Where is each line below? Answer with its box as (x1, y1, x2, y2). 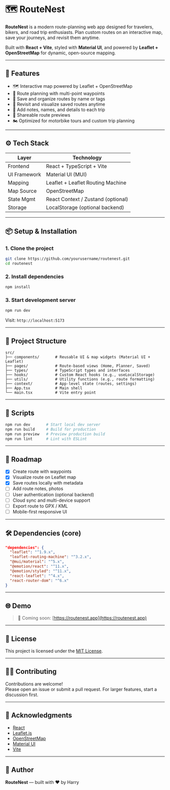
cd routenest (5, 261, 33, 266)
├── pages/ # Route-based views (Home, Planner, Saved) (5, 363, 151, 369)
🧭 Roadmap (5, 455, 42, 464)
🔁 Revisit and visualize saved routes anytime (12, 101, 105, 107)
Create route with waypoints (12, 468, 72, 474)
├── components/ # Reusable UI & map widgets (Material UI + (5, 355, 151, 360)
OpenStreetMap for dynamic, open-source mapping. (5, 50, 116, 56)
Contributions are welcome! (5, 680, 63, 687)
